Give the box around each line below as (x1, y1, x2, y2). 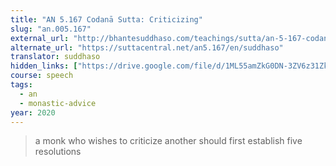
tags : (10, 80, 33, 90)
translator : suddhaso (10, 52, 101, 62)
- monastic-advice (19, 98, 97, 108)
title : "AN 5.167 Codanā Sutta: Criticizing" (10, 14, 203, 25)
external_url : (10, 33, 70, 43)
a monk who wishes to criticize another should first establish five (34, 135, 303, 147)
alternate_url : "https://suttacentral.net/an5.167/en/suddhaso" (10, 42, 284, 53)
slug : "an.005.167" (10, 24, 92, 34)
